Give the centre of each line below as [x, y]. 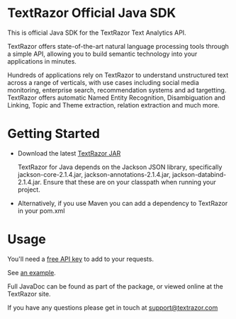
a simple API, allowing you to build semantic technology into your [102, 54]
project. [29, 190]
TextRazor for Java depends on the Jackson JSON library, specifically [120, 167]
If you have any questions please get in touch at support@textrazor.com [113, 307]
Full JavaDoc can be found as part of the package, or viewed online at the [115, 286]
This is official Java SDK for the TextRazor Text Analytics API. [97, 33]
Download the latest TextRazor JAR [69, 153]
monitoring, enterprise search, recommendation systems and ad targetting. [117, 90]
